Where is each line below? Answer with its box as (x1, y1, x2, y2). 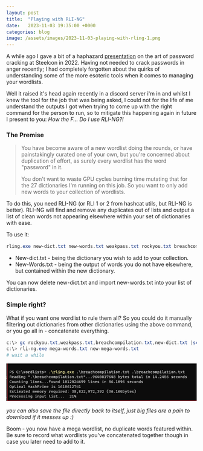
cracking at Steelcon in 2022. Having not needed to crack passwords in (6, 59, 185, 67)
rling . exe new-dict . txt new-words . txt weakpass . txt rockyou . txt (6, 244, 172, 250)
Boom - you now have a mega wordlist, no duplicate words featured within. (6, 425, 193, 432)
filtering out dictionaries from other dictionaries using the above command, (6, 320, 193, 328)
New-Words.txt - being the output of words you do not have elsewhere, (14, 261, 193, 268)
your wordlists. (6, 79, 43, 86)
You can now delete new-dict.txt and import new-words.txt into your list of (6, 279, 192, 287)
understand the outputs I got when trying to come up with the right (6, 103, 172, 110)
